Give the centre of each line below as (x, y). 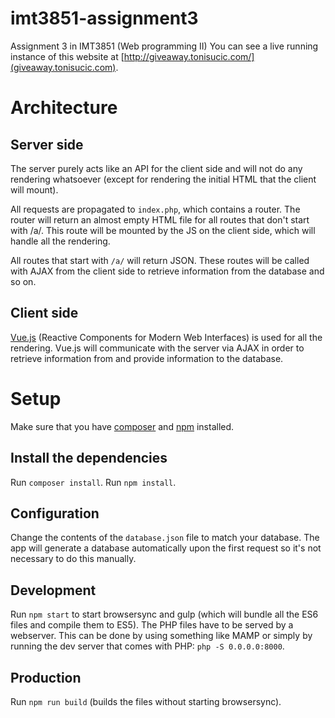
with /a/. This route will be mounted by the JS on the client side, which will (163, 230)
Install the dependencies (89, 458)
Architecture (64, 108)
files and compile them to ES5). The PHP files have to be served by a (152, 625)
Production (46, 677)
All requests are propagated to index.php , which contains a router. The (155, 209)
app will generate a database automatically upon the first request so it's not (166, 548)
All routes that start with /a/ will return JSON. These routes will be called (160, 260)
